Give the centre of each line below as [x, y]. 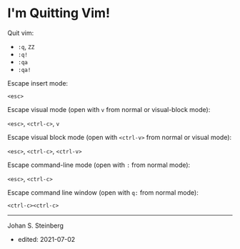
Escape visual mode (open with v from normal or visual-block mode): [109, 109]
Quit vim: [21, 33]
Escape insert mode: [38, 83]
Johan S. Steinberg [36, 225]
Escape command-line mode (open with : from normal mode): [99, 165]
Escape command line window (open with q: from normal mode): [103, 192]
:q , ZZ [26, 46]
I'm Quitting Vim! [59, 13]
